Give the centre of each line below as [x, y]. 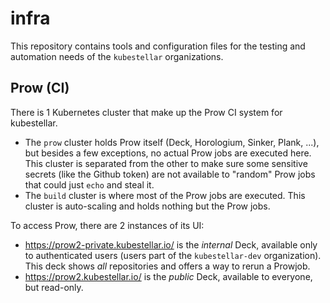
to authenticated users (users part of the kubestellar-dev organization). [173, 255]
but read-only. [54, 287]
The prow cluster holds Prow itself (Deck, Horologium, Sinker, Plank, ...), [172, 142]
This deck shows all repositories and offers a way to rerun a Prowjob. [167, 266]
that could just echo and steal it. [89, 184]
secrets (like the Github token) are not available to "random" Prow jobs [170, 174]
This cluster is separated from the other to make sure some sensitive [166, 163]
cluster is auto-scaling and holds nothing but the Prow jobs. [147, 206]
